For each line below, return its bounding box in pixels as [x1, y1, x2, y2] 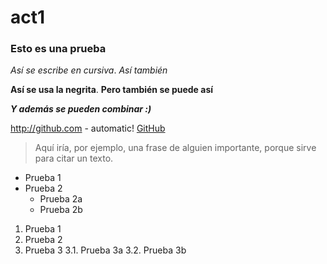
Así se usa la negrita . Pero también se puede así [10, 84, 214, 96]
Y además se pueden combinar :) [10, 103, 152, 115]
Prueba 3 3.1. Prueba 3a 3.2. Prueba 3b [24, 244, 187, 256]
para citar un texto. [34, 152, 114, 165]
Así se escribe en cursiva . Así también [10, 64, 168, 76]
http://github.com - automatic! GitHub [10, 122, 166, 135]
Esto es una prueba [10, 42, 107, 56]
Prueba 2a [39, 193, 83, 205]
